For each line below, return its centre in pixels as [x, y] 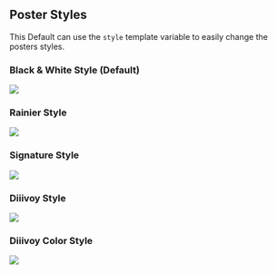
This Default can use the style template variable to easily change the [138, 36]
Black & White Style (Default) [75, 70]
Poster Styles [49, 15]
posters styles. [37, 46]
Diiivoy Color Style [51, 240]
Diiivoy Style [38, 198]
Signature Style [45, 155]
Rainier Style [38, 113]
